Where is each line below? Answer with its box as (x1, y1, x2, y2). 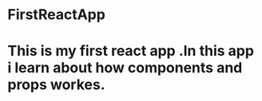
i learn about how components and (7, 59, 243, 77)
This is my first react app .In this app (7, 42, 255, 60)
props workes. (7, 76, 105, 94)
